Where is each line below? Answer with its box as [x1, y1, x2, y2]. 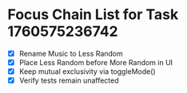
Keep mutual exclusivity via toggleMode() [18, 67, 157, 76]
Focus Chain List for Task [7, 6, 179, 24]
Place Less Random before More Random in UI [18, 58, 173, 67]
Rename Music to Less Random [18, 48, 123, 58]
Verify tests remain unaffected [18, 76, 119, 85]
